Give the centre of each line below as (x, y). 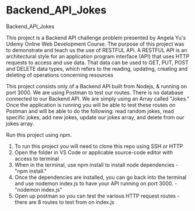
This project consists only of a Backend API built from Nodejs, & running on (97, 86)
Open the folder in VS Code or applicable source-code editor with (94, 152)
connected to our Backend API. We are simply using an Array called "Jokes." (98, 98)
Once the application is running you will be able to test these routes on (91, 105)
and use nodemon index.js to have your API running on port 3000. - (96, 183)
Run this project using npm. (39, 134)
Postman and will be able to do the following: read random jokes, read (90, 111)
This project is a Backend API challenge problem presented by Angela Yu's (96, 37)
